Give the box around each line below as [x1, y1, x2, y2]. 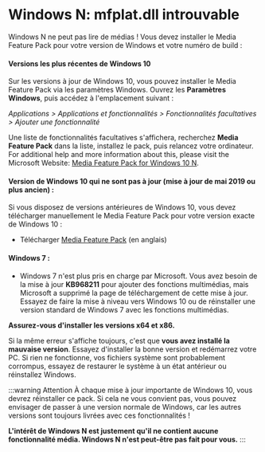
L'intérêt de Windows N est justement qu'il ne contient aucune [8, 426, 219, 435]
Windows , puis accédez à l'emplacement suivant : [8, 93, 174, 103]
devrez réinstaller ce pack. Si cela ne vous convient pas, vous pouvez [8, 393, 237, 403]
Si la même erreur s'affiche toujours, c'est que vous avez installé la [8, 336, 231, 345]
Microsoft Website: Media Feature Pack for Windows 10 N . [8, 158, 199, 168]
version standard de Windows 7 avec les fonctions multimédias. [19, 305, 229, 314]
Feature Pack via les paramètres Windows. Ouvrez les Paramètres [8, 85, 227, 95]
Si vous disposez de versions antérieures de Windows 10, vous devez [8, 202, 236, 212]
